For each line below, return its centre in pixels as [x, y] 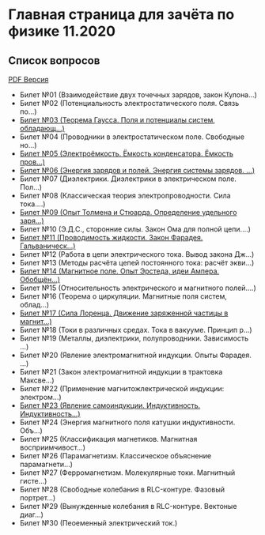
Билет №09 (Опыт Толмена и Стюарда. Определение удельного [128, 212]
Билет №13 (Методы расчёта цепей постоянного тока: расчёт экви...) [137, 263]
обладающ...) [42, 128]
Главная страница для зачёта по [121, 15]
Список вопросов [54, 60]
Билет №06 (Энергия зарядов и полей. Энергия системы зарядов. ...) [137, 170]
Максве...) [37, 380]
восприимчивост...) [52, 447]
